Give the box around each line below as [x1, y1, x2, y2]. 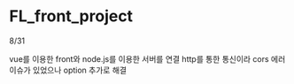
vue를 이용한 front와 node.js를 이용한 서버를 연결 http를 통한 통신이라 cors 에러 [9, 53, 286, 64]
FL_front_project [9, 6, 134, 27]
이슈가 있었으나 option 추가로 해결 [9, 65, 127, 75]
